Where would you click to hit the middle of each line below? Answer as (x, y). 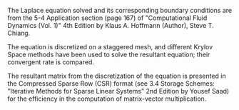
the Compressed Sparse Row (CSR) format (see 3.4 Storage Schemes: (111, 84)
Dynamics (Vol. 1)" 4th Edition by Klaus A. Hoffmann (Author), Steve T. (111, 25)
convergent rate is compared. (51, 62)
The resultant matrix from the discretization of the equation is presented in (117, 76)
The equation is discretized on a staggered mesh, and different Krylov (110, 47)
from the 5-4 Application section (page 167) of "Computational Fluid (107, 18)
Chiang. (19, 33)
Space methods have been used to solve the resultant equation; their (109, 54)
